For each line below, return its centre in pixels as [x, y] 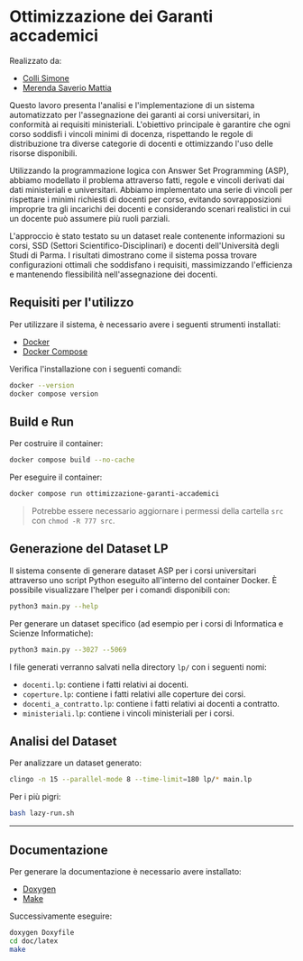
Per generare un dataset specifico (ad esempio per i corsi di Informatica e [147, 623]
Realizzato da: [36, 60]
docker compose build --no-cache [72, 460]
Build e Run [41, 421]
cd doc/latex [34, 941]
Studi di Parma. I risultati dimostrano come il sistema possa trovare [133, 255]
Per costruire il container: [56, 444]
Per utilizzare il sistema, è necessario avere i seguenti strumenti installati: [145, 324]
